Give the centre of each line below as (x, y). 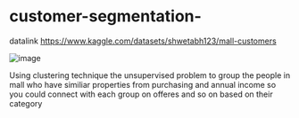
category (26, 103)
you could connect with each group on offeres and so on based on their (141, 94)
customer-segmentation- (106, 16)
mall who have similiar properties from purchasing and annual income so (143, 84)
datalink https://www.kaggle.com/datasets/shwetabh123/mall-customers (143, 41)
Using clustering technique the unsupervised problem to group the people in (150, 75)
